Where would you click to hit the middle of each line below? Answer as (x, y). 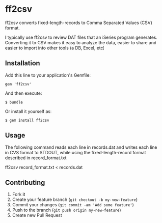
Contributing (25, 182)
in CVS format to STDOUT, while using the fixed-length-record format (76, 152)
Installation (23, 63)
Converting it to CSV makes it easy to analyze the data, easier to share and (81, 42)
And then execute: (24, 93)
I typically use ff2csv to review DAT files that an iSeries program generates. (81, 37)
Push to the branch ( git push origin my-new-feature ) (67, 210)
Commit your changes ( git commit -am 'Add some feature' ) (73, 205)
